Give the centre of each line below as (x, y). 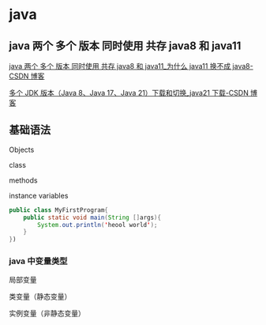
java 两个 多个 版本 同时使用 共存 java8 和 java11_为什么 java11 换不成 (120, 66)
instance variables (39, 195)
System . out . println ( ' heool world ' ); (97, 225)
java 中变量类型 (38, 261)
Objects (22, 149)
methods (23, 180)
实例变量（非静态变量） (47, 313)
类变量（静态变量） (40, 297)
